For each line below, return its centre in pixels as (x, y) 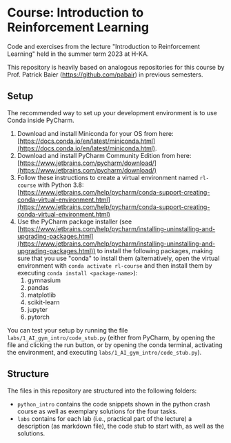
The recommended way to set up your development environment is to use (112, 112)
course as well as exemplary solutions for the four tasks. (97, 411)
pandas (38, 287)
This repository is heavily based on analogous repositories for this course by (116, 67)
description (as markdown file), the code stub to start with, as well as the (121, 426)
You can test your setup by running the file (68, 330)
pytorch (39, 317)
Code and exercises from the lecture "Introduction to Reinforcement (103, 46)
